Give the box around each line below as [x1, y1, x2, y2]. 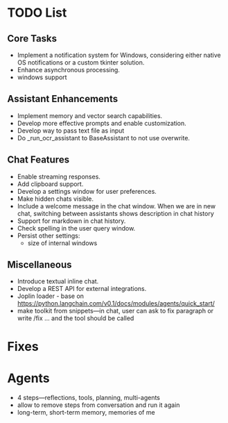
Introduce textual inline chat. [17, 277, 99, 285]
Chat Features [7, 154, 70, 166]
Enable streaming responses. [17, 172, 100, 181]
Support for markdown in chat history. [17, 217, 126, 225]
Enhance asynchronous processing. [17, 66, 120, 74]
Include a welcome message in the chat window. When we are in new [17, 201, 216, 210]
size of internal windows [27, 238, 98, 247]
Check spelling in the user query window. [17, 224, 136, 232]
